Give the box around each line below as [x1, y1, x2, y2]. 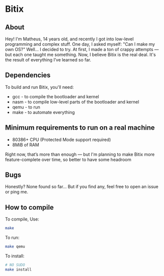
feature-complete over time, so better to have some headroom [5, 156, 132, 163]
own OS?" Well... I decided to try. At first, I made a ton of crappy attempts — [5, 47, 159, 52]
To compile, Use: [5, 216, 39, 222]
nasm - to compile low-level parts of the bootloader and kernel [12, 99, 139, 105]
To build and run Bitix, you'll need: [5, 84, 74, 90]
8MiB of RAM [12, 141, 39, 148]
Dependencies [5, 71, 51, 80]
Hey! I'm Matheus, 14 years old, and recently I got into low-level [5, 36, 134, 42]
